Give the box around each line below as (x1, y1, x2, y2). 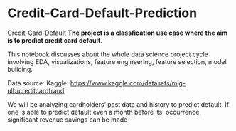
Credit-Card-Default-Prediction (7, 5, 198, 21)
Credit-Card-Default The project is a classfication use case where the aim (7, 28, 228, 37)
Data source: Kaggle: (7, 78, 69, 87)
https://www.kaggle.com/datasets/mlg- (70, 78, 186, 87)
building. (7, 65, 33, 73)
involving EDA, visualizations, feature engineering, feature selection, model (7, 57, 227, 65)
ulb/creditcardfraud (7, 86, 65, 95)
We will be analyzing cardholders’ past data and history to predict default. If (7, 100, 230, 108)
